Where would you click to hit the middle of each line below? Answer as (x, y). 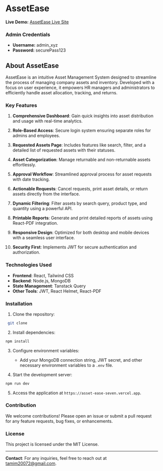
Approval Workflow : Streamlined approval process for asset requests (82, 174)
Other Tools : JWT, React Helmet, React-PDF (57, 291)
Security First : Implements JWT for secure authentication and (74, 247)
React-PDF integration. (35, 223)
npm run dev (17, 384)
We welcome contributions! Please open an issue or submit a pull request (79, 416)
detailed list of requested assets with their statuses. (64, 150)
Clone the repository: (34, 314)
